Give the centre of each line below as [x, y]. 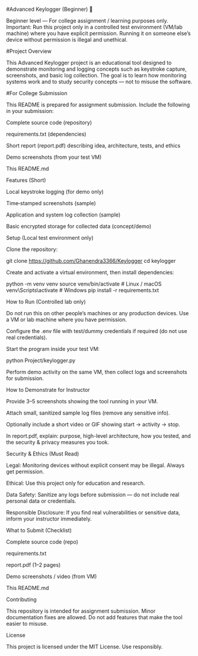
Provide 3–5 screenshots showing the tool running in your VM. [82, 401]
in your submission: [30, 111]
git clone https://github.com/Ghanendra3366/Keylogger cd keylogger [91, 261]
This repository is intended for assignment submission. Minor [81, 611]
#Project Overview [29, 51]
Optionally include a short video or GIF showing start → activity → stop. [93, 424]
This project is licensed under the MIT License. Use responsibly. [84, 646]
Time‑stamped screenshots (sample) [51, 203]
